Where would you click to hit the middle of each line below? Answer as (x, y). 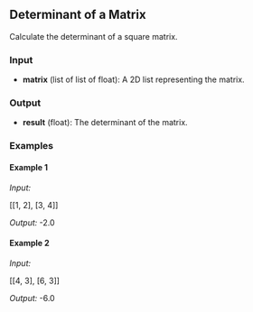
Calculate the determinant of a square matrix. (94, 36)
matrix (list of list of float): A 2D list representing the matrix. (134, 79)
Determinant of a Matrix (78, 15)
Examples (32, 146)
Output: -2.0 (33, 222)
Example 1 (28, 167)
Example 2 (29, 243)
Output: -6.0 (33, 298)
